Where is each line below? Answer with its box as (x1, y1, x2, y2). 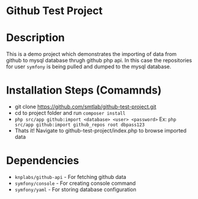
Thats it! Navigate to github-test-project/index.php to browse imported (14, 127, 187, 134)
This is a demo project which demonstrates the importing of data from (6, 51, 177, 58)
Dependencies (6, 154, 79, 167)
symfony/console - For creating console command (14, 180, 136, 187)
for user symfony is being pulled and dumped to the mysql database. (6, 63, 171, 70)
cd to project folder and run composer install (14, 110, 126, 117)
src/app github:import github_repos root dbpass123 (14, 122, 145, 128)
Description (6, 31, 65, 45)
